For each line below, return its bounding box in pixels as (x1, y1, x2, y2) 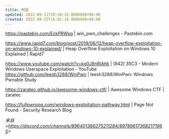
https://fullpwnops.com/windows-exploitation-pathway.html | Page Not (5, 102, 153, 108)
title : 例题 (5, 7, 29, 13)
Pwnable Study (5, 77, 37, 83)
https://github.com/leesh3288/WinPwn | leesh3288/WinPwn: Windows (5, 72, 153, 78)
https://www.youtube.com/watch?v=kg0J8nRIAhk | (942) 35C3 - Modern (5, 61, 158, 67)
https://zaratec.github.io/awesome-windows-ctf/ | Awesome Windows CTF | (5, 87, 164, 93)
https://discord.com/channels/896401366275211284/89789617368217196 (8, 123, 162, 129)
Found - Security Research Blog (5, 107, 72, 113)
